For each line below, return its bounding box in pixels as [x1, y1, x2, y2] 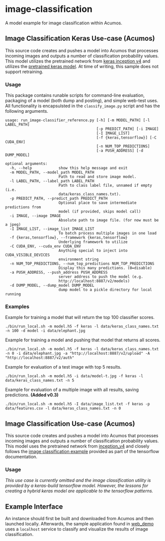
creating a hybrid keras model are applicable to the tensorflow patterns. [5, 488, 154, 494]
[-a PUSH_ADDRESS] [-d [96, 148, 143, 154]
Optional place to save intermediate [58, 200, 137, 206]
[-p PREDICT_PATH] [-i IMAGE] [96, 127, 159, 132]
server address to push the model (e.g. [58, 274, 143, 279]
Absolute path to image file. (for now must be [58, 218, 159, 223]
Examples [5, 303, 30, 310]
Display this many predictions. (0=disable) [58, 266, 153, 271]
